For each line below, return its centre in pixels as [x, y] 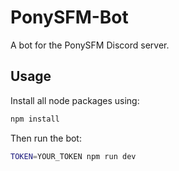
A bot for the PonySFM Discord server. [90, 45]
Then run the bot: [46, 138]
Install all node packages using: [75, 100]
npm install [35, 119]
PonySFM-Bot [69, 17]
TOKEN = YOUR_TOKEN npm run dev [73, 156]
